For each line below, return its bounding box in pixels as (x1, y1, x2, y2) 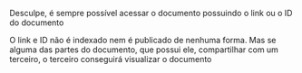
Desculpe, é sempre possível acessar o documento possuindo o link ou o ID (9, 8, 293, 18)
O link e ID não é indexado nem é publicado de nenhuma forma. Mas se (9, 35, 277, 45)
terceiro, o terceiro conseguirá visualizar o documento (9, 54, 212, 64)
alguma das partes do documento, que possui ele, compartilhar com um (9, 44, 279, 55)
